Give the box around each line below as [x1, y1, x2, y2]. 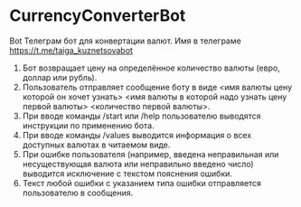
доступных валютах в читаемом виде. [22, 139, 171, 150]
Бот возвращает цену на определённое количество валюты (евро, [22, 62, 280, 73]
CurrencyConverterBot [9, 5, 186, 26]
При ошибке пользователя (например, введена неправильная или [22, 148, 279, 159]
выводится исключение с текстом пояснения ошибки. [22, 168, 233, 179]
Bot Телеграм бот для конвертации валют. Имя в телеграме [9, 35, 241, 46]
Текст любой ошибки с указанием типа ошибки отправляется [22, 177, 262, 188]
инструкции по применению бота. [22, 119, 155, 131]
